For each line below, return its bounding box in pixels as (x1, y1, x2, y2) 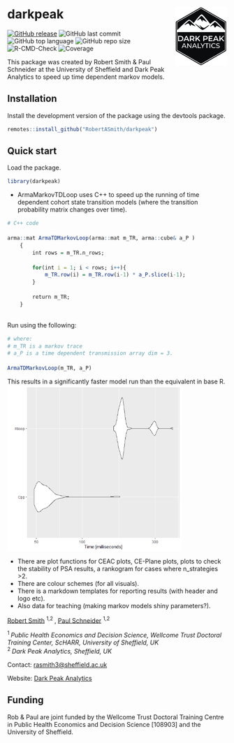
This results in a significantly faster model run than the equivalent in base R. (7, 377, 226, 386)
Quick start (7, 145, 57, 157)
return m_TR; (32, 293, 71, 301)
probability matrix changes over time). (17, 205, 127, 214)
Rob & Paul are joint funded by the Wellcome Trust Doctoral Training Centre (7, 712, 225, 721)
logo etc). (17, 594, 45, 603)
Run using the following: (7, 321, 77, 329)
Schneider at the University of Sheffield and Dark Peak (7, 65, 165, 73)
